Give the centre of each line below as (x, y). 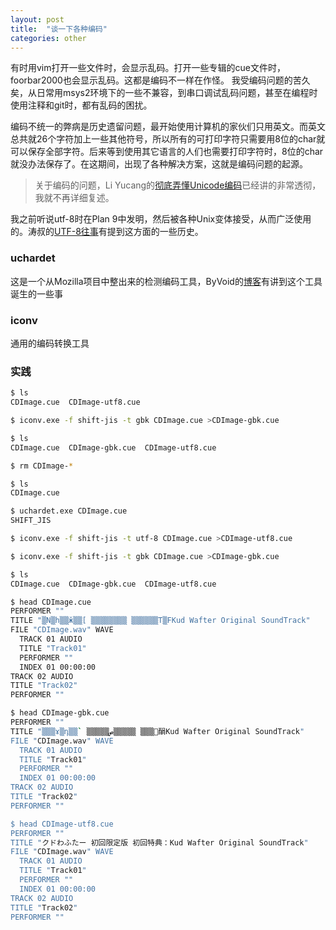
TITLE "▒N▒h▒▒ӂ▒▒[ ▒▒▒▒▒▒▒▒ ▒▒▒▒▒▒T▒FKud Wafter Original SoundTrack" (160, 621)
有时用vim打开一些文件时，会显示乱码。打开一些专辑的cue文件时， (148, 68)
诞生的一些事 (36, 293)
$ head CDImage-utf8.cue (62, 824)
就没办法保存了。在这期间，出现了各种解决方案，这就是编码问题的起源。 (159, 164)
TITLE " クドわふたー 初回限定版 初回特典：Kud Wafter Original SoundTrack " (159, 842)
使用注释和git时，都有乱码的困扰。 (81, 105)
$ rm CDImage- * (42, 466)
